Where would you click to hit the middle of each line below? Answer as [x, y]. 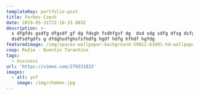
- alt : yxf [25, 77]
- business [25, 61]
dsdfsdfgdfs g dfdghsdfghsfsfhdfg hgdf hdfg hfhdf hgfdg [83, 39]
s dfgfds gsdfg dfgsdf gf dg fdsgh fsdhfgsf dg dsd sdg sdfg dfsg [97, 34]
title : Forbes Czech [32, 17]
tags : [13, 55]
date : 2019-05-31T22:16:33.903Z [46, 22]
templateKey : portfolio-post [42, 12]
